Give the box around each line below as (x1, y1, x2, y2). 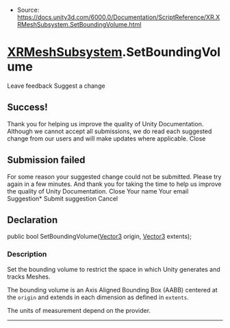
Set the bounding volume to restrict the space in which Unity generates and (7, 265, 220, 273)
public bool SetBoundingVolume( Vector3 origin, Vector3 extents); (7, 233, 192, 241)
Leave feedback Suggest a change (7, 82, 105, 90)
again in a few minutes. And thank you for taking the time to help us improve (7, 180, 222, 188)
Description (7, 250, 47, 259)
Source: (16, 6, 40, 14)
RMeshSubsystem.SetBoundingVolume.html (16, 21, 142, 28)
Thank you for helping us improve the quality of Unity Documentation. (7, 119, 204, 128)
